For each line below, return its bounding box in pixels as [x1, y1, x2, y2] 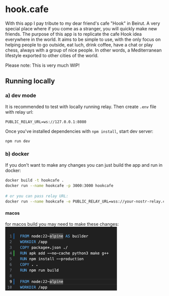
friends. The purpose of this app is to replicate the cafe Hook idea [5, 31, 142, 37]
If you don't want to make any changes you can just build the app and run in [5, 162, 162, 168]
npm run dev [5, 138, 30, 143]
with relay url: [5, 109, 34, 115]
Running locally [5, 77, 55, 85]
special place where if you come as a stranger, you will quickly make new [5, 25, 157, 31]
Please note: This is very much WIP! [5, 62, 80, 68]
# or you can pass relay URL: [5, 193, 69, 199]
